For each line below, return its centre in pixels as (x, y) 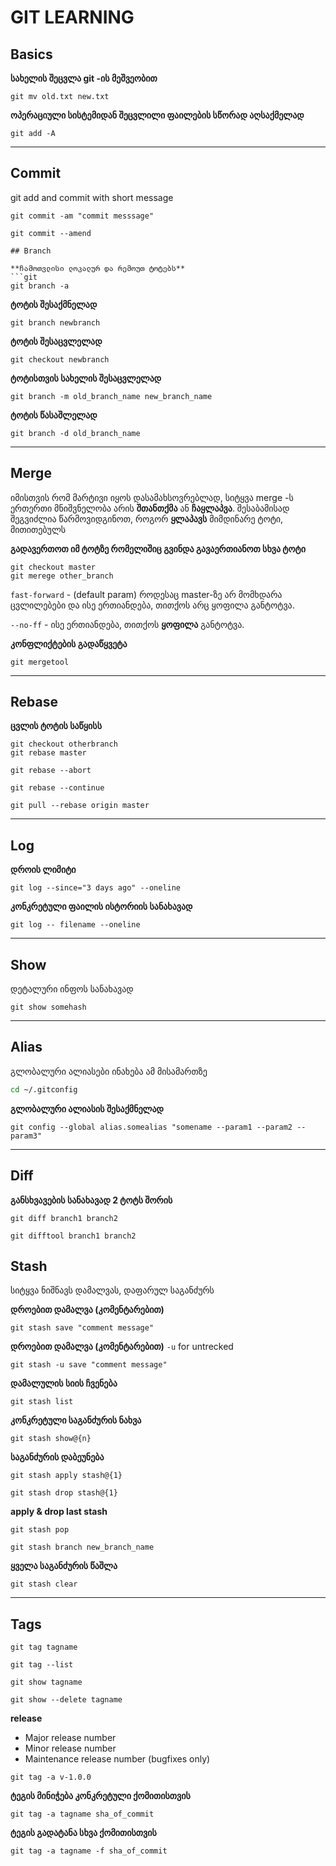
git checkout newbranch (60, 359)
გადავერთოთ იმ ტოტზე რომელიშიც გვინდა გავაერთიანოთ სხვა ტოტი (158, 548)
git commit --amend (51, 233)
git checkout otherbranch (64, 744)
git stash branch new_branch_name (82, 1547)
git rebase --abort (51, 771)
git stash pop (40, 1530)
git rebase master (48, 753)
